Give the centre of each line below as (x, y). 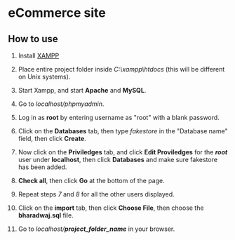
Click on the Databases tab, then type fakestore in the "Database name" (123, 131)
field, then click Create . (52, 139)
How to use (33, 39)
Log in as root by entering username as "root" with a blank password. (119, 118)
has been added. (42, 167)
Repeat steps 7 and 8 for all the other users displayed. (96, 194)
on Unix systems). (44, 76)
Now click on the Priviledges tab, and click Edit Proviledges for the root (123, 152)
